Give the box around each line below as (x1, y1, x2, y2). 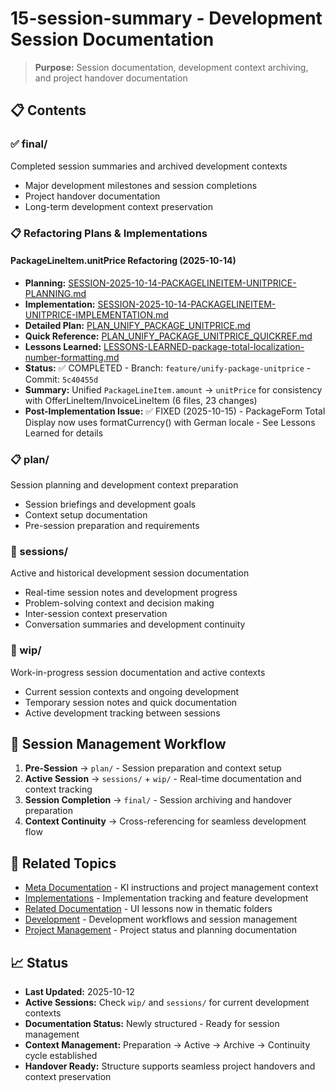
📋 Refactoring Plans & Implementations (10, 226, 208, 240)
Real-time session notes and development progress (24, 587, 238, 599)
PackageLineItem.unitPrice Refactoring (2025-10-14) (10, 255, 237, 267)
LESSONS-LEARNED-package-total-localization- (103, 340, 305, 352)
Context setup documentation (24, 509, 148, 521)
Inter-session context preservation (24, 608, 168, 620)
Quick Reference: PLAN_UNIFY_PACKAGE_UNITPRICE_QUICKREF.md (24, 330, 313, 342)
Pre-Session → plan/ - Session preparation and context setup (24, 762, 282, 774)
